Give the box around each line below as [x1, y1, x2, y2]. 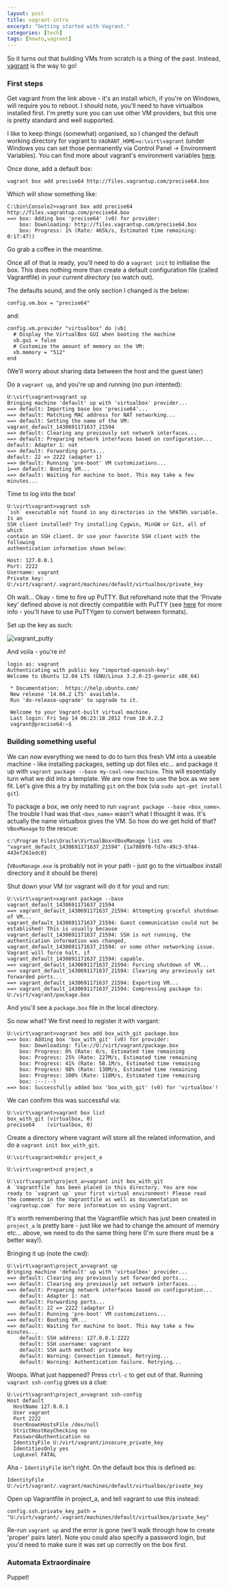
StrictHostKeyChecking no [13, 1427, 87, 1434]
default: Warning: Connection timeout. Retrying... [19, 1353, 170, 1359]
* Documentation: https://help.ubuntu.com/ [10, 685, 139, 692]
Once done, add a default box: [7, 165, 93, 173]
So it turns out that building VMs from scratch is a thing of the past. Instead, [7, 54, 221, 62]
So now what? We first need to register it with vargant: [7, 1016, 161, 1025]
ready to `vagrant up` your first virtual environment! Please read [7, 1190, 206, 1197]
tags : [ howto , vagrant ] [7, 36, 72, 43]
